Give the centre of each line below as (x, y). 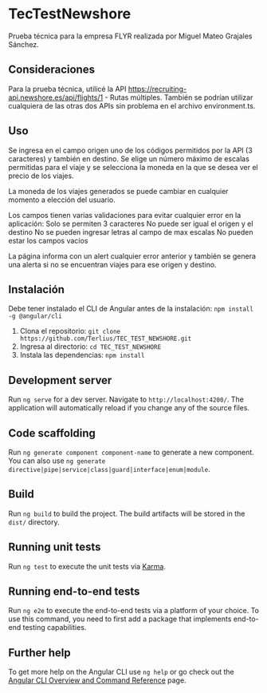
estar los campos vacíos (48, 240)
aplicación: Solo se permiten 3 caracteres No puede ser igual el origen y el (131, 224)
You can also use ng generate (57, 461)
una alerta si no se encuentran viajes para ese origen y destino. (112, 264)
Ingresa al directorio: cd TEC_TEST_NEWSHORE (90, 346)
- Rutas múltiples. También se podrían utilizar (179, 97)
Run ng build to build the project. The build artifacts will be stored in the (127, 513)
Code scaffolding (52, 433)
